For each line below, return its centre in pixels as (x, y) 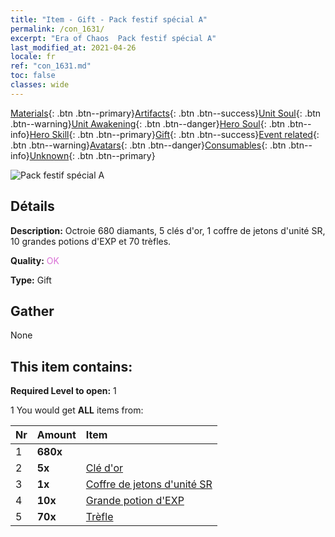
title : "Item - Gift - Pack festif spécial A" (109, 19)
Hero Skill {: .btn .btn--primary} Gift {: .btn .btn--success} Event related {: (174, 134)
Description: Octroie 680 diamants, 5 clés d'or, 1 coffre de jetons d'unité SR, (168, 230)
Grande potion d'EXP (135, 501)
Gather (32, 311)
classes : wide (40, 85)
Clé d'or (104, 468)
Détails (32, 206)
